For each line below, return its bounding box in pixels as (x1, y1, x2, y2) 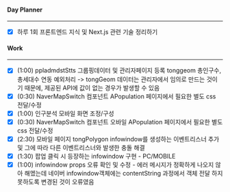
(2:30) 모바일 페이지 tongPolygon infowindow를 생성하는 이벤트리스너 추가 (16, 135, 220, 143)
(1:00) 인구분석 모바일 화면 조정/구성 (16, 109, 114, 118)
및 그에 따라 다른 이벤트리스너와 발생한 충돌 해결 (16, 143, 145, 152)
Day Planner (7, 5, 43, 14)
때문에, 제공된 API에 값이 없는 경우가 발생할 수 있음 (24, 83, 160, 92)
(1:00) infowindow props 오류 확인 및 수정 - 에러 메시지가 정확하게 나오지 (16, 161, 214, 169)
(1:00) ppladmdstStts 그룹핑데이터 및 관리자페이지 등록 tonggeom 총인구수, (16, 66, 221, 74)
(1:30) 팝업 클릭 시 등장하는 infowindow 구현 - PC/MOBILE (16, 152, 176, 160)
